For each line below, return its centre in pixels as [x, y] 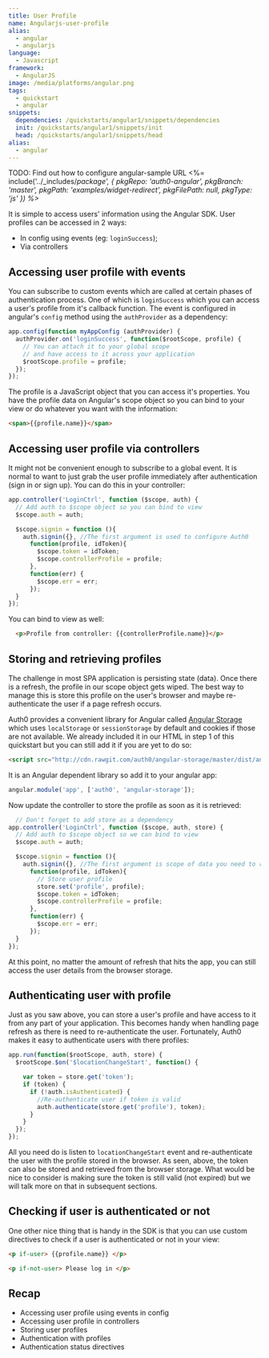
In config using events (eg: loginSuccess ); [88, 239]
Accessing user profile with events [97, 272]
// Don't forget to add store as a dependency [94, 820]
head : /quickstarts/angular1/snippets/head [89, 135]
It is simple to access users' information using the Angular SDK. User [122, 214]
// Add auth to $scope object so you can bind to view [109, 507]
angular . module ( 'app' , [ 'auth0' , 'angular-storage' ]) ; [102, 789]
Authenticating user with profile [90, 995]
